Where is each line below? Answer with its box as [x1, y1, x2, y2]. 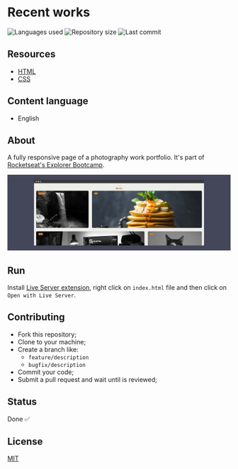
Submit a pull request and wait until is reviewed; [17, 375, 157, 383]
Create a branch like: [17, 345, 79, 354]
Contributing [7, 311, 65, 323]
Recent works [7, 4, 91, 21]
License [7, 435, 43, 447]
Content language [7, 95, 89, 107]
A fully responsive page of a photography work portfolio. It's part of [7, 153, 205, 162]
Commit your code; [17, 368, 74, 376]
